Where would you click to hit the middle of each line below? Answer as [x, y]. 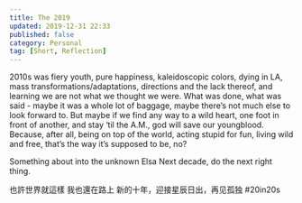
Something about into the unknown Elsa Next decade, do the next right [141, 161]
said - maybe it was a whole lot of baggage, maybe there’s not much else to [150, 106]
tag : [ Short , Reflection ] [58, 51]
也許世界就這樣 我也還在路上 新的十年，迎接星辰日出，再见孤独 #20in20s [145, 189]
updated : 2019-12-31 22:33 [60, 26]
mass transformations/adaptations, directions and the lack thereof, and [141, 87]
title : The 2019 [40, 18]
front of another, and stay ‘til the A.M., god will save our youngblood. [137, 125]
